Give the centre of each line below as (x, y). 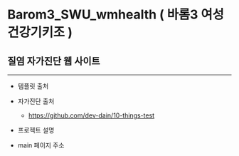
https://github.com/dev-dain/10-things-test (91, 115)
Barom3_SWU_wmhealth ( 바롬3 (103, 15)
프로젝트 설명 (36, 130)
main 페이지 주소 (41, 145)
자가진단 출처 (36, 101)
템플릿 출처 (33, 86)
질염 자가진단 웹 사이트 (54, 61)
